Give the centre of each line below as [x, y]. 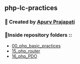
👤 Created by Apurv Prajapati [40, 22]
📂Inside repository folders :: [38, 35]
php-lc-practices [31, 8]
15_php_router [26, 51]
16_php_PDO [24, 56]
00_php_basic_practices [36, 45]
